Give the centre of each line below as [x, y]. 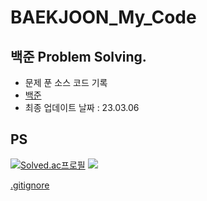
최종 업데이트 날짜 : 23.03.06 [82, 107]
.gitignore [30, 185]
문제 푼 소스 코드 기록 [66, 82]
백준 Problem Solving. [78, 56]
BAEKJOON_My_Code [103, 17]
